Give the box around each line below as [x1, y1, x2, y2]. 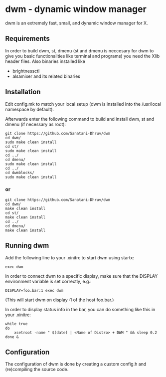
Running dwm [5, 241, 49, 250]
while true [5, 321, 28, 326]
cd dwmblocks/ [5, 170, 35, 175]
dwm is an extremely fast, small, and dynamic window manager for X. [5, 20, 148, 26]
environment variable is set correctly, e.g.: [5, 278, 92, 284]
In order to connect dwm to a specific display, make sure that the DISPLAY [5, 273, 158, 279]
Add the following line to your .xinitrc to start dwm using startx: [5, 254, 135, 260]
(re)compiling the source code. [5, 367, 69, 373]
